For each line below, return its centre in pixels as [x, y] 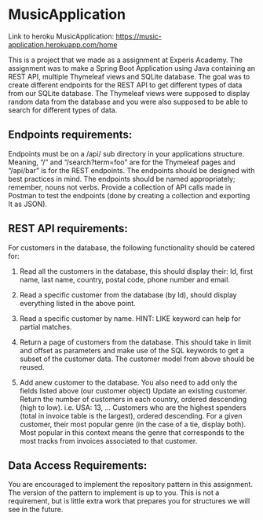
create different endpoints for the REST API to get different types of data [125, 85]
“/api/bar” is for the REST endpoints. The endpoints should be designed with [131, 170]
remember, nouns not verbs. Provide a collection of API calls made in [120, 187]
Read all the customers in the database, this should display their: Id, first [136, 271]
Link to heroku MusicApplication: [61, 36]
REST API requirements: [68, 229]
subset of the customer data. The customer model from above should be [137, 359]
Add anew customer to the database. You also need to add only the [128, 382]
